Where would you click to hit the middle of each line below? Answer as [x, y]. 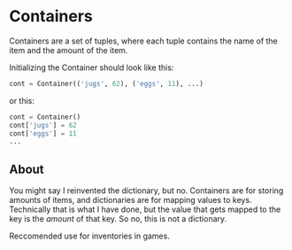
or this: [22, 100]
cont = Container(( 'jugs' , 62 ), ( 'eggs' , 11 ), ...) [106, 83]
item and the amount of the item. [69, 50]
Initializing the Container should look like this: [92, 67]
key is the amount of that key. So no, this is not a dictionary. [118, 219]
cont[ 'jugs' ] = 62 [43, 125]
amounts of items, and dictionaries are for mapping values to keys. [131, 200]
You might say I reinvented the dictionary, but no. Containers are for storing [146, 191]
